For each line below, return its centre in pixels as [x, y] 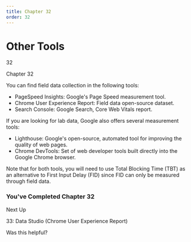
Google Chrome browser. [45, 158]
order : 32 [18, 17]
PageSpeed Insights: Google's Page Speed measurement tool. [90, 97]
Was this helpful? [27, 232]
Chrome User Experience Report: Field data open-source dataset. [95, 103]
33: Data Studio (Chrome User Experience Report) [67, 221]
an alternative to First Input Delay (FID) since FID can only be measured [93, 175]
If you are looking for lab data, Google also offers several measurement [93, 121]
